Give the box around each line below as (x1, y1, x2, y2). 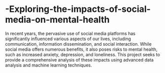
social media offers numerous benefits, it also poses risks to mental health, (5, 46, 158, 52)
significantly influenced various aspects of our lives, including (5, 36, 131, 42)
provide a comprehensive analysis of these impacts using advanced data (5, 57, 154, 63)
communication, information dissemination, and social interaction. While (5, 41, 152, 47)
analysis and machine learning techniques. (5, 62, 92, 68)
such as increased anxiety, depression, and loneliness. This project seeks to (5, 51, 161, 58)
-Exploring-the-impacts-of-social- (5, 3, 151, 15)
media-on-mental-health (5, 14, 110, 25)
